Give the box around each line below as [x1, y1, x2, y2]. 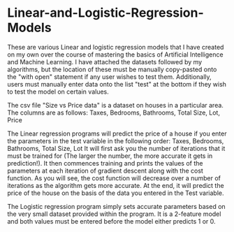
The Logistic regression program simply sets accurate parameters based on [7, 202, 226, 210]
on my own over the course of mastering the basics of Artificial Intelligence [7, 50, 224, 59]
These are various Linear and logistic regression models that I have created [7, 43, 224, 51]
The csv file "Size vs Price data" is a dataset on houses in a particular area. [7, 101, 224, 109]
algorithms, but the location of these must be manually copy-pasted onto [7, 65, 217, 73]
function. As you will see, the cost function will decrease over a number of [7, 173, 221, 182]
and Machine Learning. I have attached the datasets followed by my [7, 57, 203, 66]
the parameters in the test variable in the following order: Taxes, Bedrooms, [7, 136, 224, 145]
